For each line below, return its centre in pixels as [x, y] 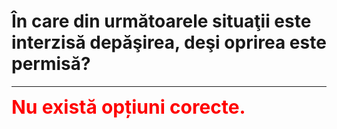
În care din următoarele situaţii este [161, 21]
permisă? [51, 64]
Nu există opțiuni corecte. [128, 107]
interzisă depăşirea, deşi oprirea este [169, 42]
